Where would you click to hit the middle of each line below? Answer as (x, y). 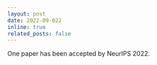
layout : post (27, 14)
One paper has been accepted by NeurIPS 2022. (79, 54)
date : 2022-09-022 (34, 20)
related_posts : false (39, 34)
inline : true (27, 27)
